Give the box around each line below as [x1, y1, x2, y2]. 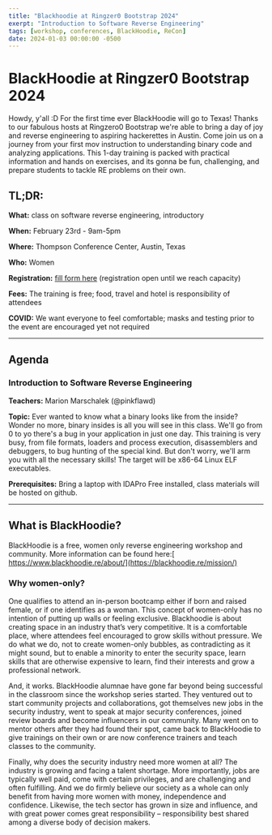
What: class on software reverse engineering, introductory [8, 210, 205, 220]
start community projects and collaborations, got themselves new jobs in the [8, 698, 264, 708]
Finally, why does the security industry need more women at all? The [8, 756, 238, 767]
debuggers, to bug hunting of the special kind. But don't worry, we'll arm [8, 445, 251, 455]
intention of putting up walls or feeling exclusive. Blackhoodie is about [8, 613, 242, 623]
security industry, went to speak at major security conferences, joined [8, 707, 242, 717]
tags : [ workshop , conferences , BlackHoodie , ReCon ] [8, 27, 186, 35]
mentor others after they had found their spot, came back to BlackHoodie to [8, 724, 261, 734]
